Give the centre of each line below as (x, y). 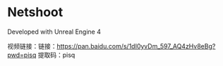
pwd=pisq (22, 55)
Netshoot (35, 12)
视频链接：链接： (32, 46)
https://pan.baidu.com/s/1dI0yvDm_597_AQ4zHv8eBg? (136, 46)
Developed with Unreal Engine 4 (54, 32)
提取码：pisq (56, 55)
